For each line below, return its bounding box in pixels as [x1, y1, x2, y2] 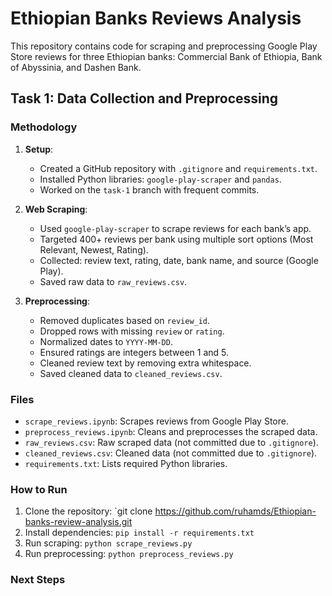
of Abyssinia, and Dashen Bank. [10, 61, 142, 73]
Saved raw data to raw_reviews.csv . [39, 275, 188, 287]
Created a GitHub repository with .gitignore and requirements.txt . [39, 162, 318, 174]
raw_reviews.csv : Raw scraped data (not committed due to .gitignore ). [24, 436, 319, 448]
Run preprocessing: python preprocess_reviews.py [24, 548, 234, 560]
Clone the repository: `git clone [24, 505, 153, 517]
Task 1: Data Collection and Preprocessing [10, 90, 279, 107]
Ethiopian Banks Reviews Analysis [10, 7, 302, 30]
